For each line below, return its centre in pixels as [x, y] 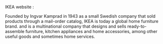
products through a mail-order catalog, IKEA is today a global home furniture [82, 21]
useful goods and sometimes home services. [50, 36]
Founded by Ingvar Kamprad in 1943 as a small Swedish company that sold [80, 16]
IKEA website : [19, 7]
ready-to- [137, 26]
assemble [15, 31]
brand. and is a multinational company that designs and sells [66, 26]
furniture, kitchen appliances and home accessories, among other [91, 31]
